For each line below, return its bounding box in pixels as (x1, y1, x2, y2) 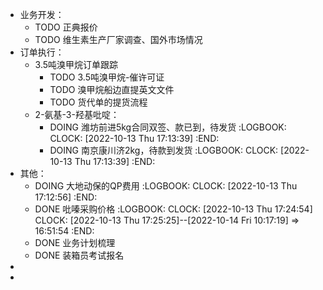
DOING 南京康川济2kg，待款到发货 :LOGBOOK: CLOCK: (49, 144, 279, 156)
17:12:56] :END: (34, 191, 98, 203)
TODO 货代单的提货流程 (49, 96, 148, 108)
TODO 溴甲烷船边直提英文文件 (49, 84, 175, 95)
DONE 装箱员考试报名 (34, 249, 125, 261)
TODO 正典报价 (34, 21, 98, 33)
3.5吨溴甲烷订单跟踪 (34, 59, 119, 70)
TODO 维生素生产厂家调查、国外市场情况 (34, 34, 203, 45)
